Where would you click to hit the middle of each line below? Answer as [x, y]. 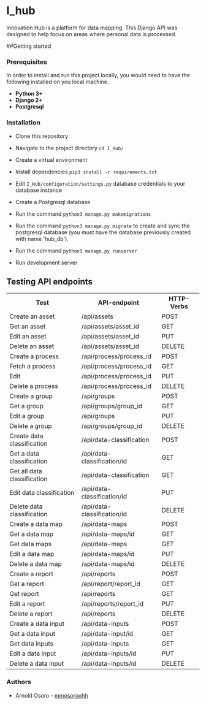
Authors [19, 682]
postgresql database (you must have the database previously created [103, 232]
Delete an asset [32, 346]
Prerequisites [27, 62]
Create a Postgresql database [53, 202]
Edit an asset [28, 337]
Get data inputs [32, 644]
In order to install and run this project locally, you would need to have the [98, 75]
